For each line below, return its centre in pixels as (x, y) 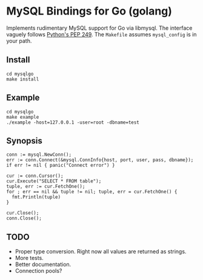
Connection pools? (38, 271)
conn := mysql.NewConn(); (39, 155)
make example (23, 117)
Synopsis (24, 141)
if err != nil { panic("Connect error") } (61, 165)
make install (23, 79)
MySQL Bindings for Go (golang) (89, 11)
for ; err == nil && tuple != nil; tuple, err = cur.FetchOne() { (92, 192)
